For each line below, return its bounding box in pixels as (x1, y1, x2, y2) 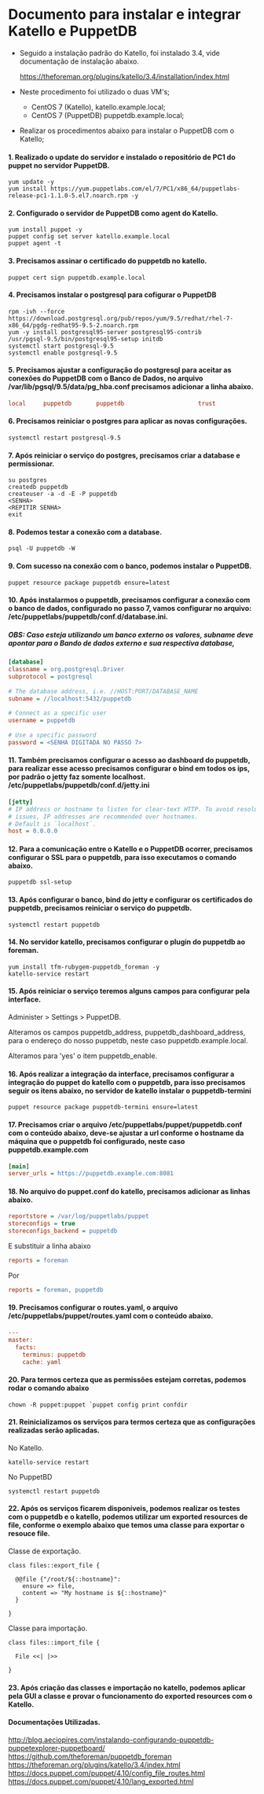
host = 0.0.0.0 (8, 827, 58, 835)
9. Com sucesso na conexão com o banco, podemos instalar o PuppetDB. (8, 561, 252, 571)
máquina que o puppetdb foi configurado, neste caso (8, 1136, 185, 1145)
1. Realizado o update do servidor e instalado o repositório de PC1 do (8, 152, 236, 162)
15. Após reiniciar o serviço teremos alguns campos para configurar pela (8, 987, 250, 996)
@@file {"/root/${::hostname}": (15, 1575, 122, 1583)
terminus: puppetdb (22, 1351, 86, 1358)
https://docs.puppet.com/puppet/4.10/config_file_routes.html (8, 1768, 206, 1777)
